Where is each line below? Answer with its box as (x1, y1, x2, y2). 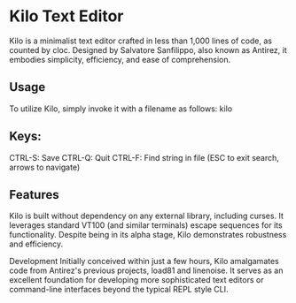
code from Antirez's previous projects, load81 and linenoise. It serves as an (9, 265, 284, 276)
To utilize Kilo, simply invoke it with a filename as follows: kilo (9, 103, 233, 114)
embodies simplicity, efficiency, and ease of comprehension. (9, 54, 231, 64)
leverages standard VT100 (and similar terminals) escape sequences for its (9, 220, 283, 231)
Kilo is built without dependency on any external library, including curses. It (9, 210, 284, 222)
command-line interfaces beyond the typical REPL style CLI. (9, 284, 229, 295)
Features (9, 187, 59, 202)
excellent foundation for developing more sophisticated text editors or (9, 275, 264, 285)
